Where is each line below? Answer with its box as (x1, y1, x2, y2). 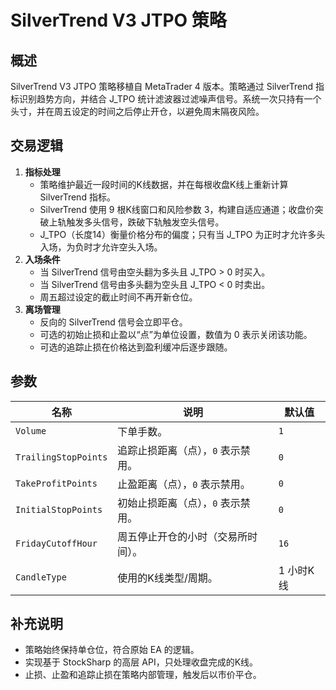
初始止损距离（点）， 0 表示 (117, 496, 241, 510)
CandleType (15, 571, 67, 583)
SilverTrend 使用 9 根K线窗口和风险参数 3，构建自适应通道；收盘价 (39, 203, 315, 215)
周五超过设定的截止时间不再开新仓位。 (39, 291, 198, 303)
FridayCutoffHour (15, 537, 98, 549)
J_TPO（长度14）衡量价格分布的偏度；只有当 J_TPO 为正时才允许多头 (39, 228, 326, 240)
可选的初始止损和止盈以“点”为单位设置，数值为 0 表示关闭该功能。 (39, 328, 313, 340)
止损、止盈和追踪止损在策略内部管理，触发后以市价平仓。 (24, 669, 262, 681)
